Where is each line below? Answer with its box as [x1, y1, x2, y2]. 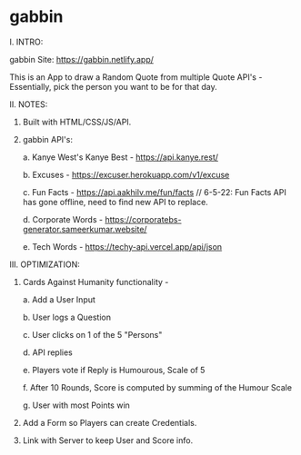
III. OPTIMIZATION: [9, 259, 80, 270]
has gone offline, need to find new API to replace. [22, 196, 209, 207]
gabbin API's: [22, 134, 73, 144]
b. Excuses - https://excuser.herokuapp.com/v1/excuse [22, 169, 230, 180]
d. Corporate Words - [22, 213, 103, 224]
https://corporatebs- [104, 213, 182, 224]
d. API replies [22, 347, 73, 358]
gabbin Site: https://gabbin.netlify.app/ [9, 54, 155, 64]
